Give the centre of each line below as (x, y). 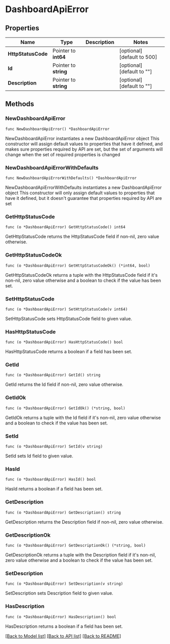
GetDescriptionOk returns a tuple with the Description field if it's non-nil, (81, 554)
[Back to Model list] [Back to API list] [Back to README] (63, 636)
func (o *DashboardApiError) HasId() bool (51, 480)
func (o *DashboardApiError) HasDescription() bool (61, 617)
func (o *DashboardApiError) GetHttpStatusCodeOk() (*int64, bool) (78, 266)
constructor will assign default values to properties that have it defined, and (84, 144)
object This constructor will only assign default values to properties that (80, 193)
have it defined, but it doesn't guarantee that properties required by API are (83, 198)
